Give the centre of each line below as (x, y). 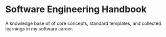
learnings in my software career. (39, 28)
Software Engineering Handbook (76, 9)
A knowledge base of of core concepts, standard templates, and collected (83, 23)
